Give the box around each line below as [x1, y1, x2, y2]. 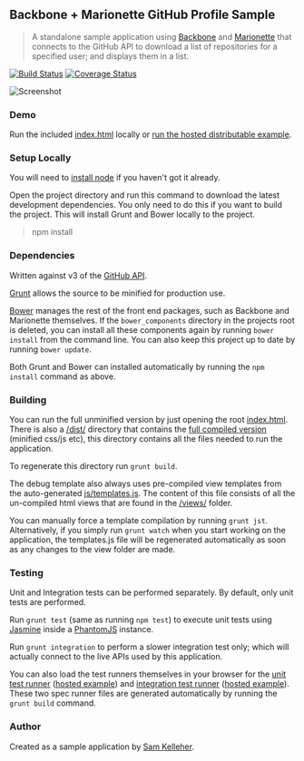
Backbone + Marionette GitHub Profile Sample [9, 7, 276, 23]
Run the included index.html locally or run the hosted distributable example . [9, 129, 292, 140]
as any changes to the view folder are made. [9, 544, 176, 554]
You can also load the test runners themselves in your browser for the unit [9, 668, 287, 679]
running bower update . [9, 344, 93, 355]
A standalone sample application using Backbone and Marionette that [31, 31, 292, 42]
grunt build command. [9, 698, 97, 708]
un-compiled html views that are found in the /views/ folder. [9, 498, 233, 508]
